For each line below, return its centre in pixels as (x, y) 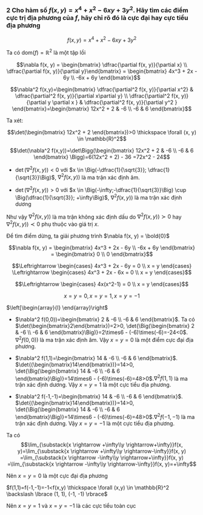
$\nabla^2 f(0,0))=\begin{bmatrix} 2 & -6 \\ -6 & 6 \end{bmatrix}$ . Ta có (105, 319)
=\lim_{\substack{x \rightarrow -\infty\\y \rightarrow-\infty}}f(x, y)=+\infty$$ (102, 464)
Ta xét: (15, 121)
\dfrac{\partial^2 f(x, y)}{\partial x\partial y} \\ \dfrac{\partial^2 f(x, (97, 96)
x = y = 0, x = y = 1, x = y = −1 (102, 296)
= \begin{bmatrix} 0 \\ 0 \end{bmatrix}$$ (102, 254)
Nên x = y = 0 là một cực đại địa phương (57, 476)
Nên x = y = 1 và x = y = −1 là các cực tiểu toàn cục (71, 505)
